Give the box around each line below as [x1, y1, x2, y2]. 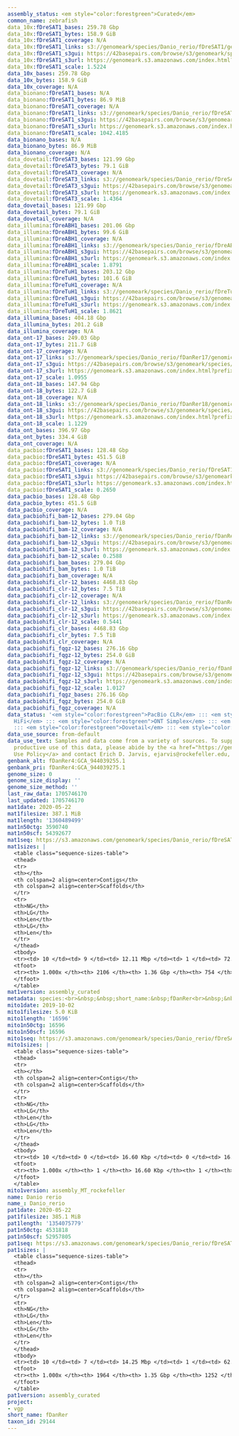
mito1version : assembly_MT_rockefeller [7, 1186, 126, 1194]
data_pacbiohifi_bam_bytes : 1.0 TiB [7, 566, 116, 573]
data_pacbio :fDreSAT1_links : [7, 466, 94, 473]
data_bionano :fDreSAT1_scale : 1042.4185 [7, 129, 129, 136]
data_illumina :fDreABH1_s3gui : [7, 248, 100, 256]
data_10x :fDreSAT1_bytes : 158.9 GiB [7, 30, 116, 38]
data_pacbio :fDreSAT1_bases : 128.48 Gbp [7, 446, 129, 454]
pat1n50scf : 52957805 [7, 1233, 72, 1241]
